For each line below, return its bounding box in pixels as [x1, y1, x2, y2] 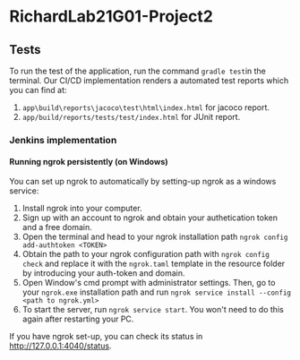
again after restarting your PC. [21, 313, 134, 324]
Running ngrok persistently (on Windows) [9, 156, 168, 167]
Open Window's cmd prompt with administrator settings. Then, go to [21, 278, 276, 288]
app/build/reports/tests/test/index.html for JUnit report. [21, 112, 241, 122]
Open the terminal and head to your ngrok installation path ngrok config [21, 231, 288, 243]
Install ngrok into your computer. [21, 203, 142, 214]
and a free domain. [21, 222, 92, 233]
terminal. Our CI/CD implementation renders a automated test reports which [9, 75, 289, 86]
